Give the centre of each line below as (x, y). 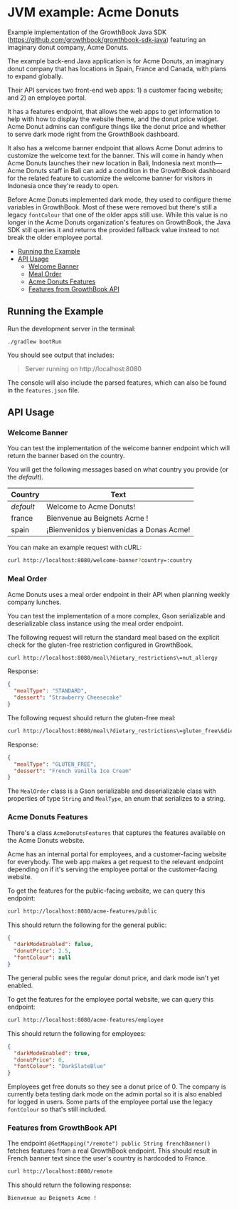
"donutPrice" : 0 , (39, 1060)
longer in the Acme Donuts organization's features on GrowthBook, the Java (119, 222)
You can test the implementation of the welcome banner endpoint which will (118, 448)
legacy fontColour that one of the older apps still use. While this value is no (117, 214)
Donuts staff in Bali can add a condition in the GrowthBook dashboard (128, 170)
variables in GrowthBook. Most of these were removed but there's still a (112, 207)
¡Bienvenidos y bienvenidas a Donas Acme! (118, 530)
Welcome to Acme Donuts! (91, 507)
